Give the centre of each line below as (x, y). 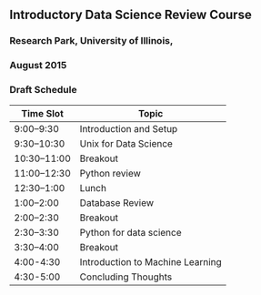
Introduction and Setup (129, 128)
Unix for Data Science (126, 143)
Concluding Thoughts (126, 277)
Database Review (117, 202)
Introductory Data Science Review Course (130, 15)
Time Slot (42, 113)
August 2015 (38, 66)
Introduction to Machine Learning (151, 261)
